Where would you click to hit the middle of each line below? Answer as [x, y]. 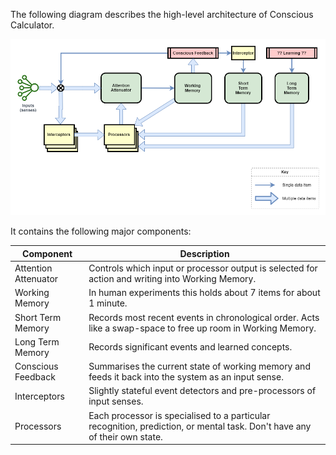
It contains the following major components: [101, 231]
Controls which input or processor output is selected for [203, 268]
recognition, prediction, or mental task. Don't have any [200, 426]
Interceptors [39, 396]
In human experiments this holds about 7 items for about [204, 293]
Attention [33, 268]
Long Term [37, 341]
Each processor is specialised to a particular [179, 415]
